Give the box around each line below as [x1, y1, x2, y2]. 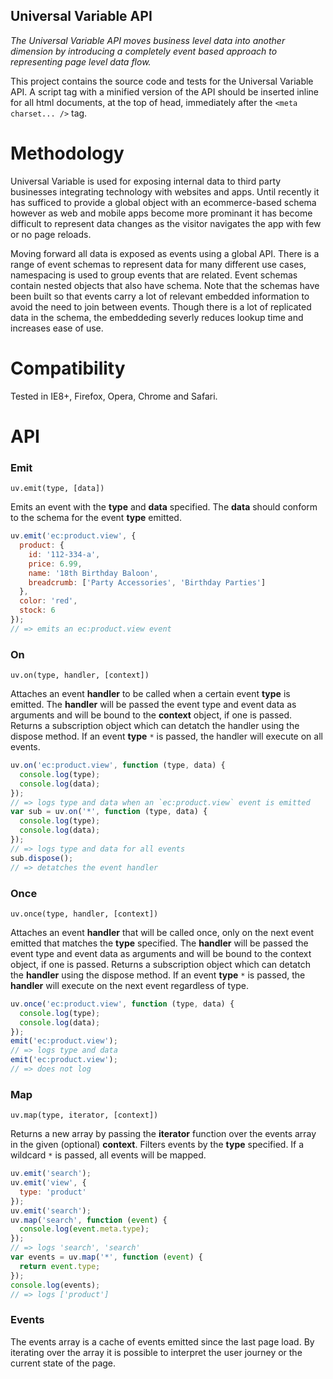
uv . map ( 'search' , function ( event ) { [10, 1215, 168, 1225]
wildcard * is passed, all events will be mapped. [10, 1149, 207, 1161]
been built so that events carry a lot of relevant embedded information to [10, 290, 310, 302]
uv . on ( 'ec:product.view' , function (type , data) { [10, 760, 226, 771]
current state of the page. [10, 1357, 117, 1369]
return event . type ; [19, 1261, 101, 1271]
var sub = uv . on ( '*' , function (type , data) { [10, 807, 208, 817]
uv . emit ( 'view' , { [10, 1178, 87, 1188]
